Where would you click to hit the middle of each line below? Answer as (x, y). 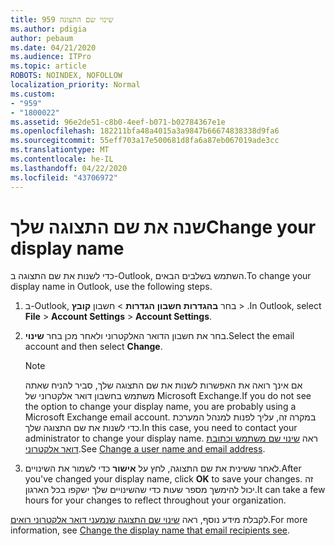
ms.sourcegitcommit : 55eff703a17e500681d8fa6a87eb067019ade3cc (145, 141)
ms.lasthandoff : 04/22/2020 (69, 168)
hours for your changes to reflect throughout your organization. (155, 500)
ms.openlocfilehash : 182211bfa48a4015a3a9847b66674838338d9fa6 (145, 131)
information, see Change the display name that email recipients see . (150, 530)
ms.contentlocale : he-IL (62, 159)
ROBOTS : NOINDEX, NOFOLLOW (66, 76)
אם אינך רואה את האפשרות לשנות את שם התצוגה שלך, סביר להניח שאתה (163, 385)
